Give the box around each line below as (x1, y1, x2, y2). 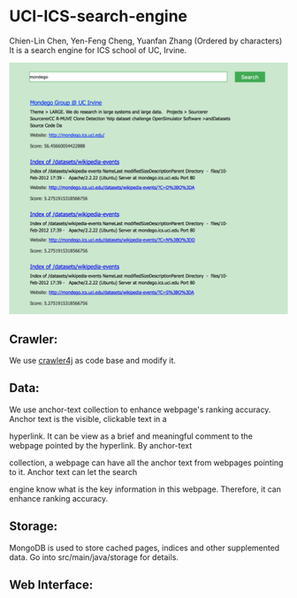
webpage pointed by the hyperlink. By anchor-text (9, 440, 193, 450)
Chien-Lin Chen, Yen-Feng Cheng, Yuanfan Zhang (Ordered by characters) (9, 35, 283, 46)
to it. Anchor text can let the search (9, 466, 138, 477)
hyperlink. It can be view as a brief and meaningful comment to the (9, 431, 254, 441)
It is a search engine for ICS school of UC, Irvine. (9, 44, 187, 55)
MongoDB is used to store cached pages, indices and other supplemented (9, 542, 280, 553)
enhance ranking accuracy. (9, 493, 109, 503)
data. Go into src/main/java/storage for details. (9, 551, 179, 563)
